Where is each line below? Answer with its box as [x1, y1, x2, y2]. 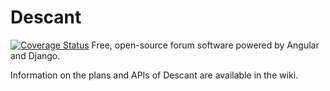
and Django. [10, 49, 61, 61]
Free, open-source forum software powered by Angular [91, 39, 320, 51]
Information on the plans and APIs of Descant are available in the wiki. [10, 69, 299, 81]
